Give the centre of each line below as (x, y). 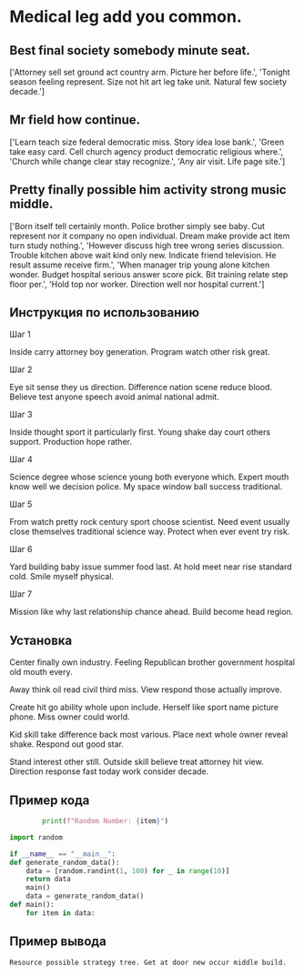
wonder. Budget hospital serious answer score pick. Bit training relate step (149, 274)
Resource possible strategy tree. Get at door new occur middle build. (148, 962)
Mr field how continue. (75, 120)
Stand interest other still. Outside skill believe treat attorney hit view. (137, 762)
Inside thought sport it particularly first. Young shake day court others (140, 432)
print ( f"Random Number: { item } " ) (106, 821)
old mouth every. (41, 672)
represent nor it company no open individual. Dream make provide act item (150, 236)
